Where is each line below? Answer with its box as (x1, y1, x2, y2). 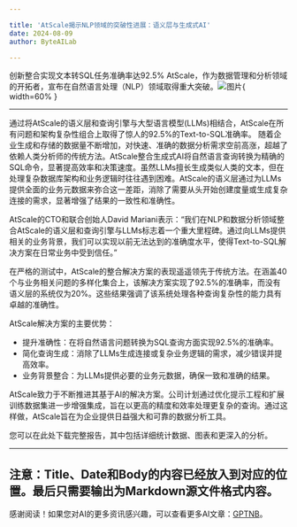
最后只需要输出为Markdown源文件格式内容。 (32, 484, 279, 499)
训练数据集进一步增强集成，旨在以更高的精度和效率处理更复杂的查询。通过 (9, 400, 280, 411)
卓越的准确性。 (9, 299, 64, 310)
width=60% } (9, 91, 57, 102)
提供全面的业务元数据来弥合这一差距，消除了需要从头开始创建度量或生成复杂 (9, 184, 288, 195)
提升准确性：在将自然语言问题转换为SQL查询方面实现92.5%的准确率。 (21, 337, 278, 348)
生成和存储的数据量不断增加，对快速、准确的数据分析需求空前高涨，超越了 (16, 140, 288, 151)
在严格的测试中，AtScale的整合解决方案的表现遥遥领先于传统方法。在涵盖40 (9, 267, 287, 277)
